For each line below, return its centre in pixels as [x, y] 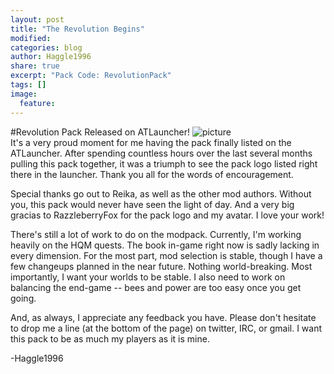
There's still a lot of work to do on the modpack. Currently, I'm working [156, 234]
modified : [31, 38]
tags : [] [28, 85]
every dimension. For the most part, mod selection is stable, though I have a [166, 255]
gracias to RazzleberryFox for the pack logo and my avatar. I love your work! [167, 215]
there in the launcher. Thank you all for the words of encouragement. [152, 174]
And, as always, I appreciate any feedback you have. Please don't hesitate [163, 317]
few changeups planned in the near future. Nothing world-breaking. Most [161, 266]
